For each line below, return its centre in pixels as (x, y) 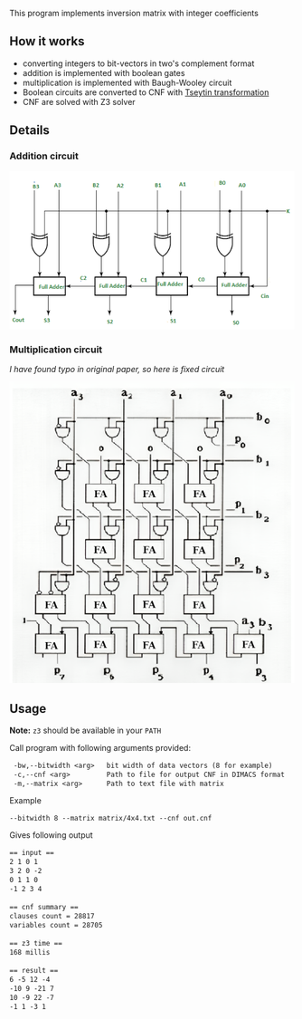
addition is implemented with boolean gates (104, 72)
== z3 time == (36, 944)
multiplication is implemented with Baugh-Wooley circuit (127, 82)
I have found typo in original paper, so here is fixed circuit (117, 370)
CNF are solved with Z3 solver (79, 101)
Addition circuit (44, 156)
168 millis (30, 953)
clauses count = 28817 (52, 917)
